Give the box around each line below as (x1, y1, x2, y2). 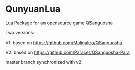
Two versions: (5, 29, 34, 36)
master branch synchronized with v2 (5, 59, 82, 65)
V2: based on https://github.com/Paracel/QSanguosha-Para (5, 49, 130, 55)
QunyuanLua (5, 3, 61, 15)
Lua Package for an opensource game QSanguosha (5, 20, 113, 26)
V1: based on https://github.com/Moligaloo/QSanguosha (5, 39, 122, 46)
